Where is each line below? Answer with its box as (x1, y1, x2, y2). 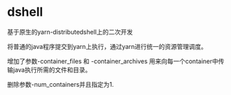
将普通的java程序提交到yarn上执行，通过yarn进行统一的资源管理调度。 (7, 42, 208, 50)
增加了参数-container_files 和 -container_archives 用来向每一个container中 (7, 56, 219, 65)
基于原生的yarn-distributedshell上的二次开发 (7, 28, 133, 36)
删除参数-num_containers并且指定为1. (7, 80, 114, 88)
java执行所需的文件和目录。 (12, 65, 92, 74)
